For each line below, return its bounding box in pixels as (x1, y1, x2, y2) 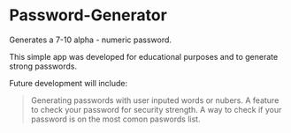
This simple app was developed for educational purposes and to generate (9, 51, 279, 62)
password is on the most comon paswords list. (30, 114, 201, 124)
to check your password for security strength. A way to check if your (30, 104, 282, 115)
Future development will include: (9, 78, 128, 88)
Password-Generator (9, 5, 168, 26)
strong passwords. (9, 61, 78, 71)
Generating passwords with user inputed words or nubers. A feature (30, 94, 280, 106)
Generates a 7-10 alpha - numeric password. (9, 34, 172, 45)
